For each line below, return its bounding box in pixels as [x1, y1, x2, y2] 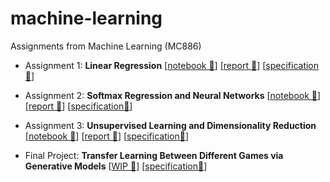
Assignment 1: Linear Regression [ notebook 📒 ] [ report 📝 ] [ [24, 59, 267, 71]
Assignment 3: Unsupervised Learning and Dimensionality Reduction [24, 119, 317, 131]
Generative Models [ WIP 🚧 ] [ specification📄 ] [24, 160, 208, 172]
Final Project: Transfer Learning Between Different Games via [24, 149, 284, 161]
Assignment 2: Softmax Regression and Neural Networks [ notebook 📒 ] [24, 89, 322, 101]
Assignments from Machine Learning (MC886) [10, 40, 202, 52]
